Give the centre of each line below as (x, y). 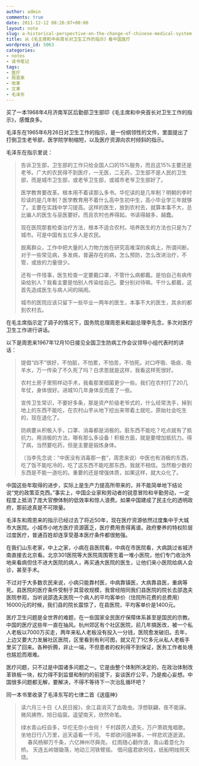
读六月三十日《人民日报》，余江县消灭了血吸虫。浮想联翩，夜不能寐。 (105, 707)
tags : (13, 67)
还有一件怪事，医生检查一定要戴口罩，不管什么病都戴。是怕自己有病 (104, 275)
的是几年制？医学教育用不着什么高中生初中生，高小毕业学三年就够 (112, 200)
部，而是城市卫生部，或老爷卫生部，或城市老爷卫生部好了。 (93, 179)
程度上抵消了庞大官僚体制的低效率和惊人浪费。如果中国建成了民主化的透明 (97, 500)
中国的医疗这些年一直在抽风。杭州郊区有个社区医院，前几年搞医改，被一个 (97, 625)
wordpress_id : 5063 (30, 45)
